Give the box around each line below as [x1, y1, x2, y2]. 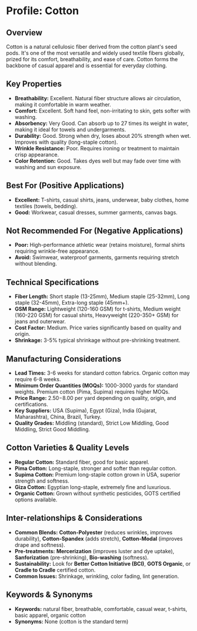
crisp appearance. [14, 151, 59, 158]
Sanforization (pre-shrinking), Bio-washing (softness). [14, 554, 149, 561]
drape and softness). [14, 541, 66, 549]
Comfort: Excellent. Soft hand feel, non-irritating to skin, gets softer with [14, 107, 191, 114]
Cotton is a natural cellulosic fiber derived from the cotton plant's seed [6, 43, 178, 50]
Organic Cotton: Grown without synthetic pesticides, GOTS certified [14, 490, 181, 497]
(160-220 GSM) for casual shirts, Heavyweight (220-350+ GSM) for [14, 312, 179, 319]
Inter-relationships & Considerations [6, 513, 143, 523]
